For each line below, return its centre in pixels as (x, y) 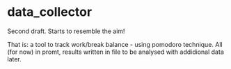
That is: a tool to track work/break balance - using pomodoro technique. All (115, 44)
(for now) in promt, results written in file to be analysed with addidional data (115, 52)
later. (15, 59)
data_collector (50, 12)
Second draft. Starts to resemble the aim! (66, 31)
